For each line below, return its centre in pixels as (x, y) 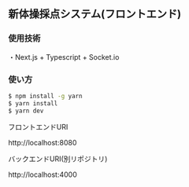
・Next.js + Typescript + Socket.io (64, 57)
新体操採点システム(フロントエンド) (95, 14)
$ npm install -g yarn (45, 96)
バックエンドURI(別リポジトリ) (58, 159)
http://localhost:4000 (43, 174)
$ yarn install (33, 103)
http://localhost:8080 (43, 142)
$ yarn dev (26, 111)
